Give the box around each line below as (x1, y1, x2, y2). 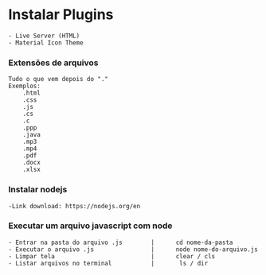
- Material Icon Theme (8, 38, 84, 47)
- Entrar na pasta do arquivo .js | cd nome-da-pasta (8, 238, 233, 246)
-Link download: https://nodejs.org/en (8, 202, 141, 210)
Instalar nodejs (8, 184, 68, 196)
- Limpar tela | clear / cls (8, 252, 216, 260)
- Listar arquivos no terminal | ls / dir (8, 259, 209, 267)
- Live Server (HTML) (8, 32, 80, 40)
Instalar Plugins (8, 6, 114, 24)
